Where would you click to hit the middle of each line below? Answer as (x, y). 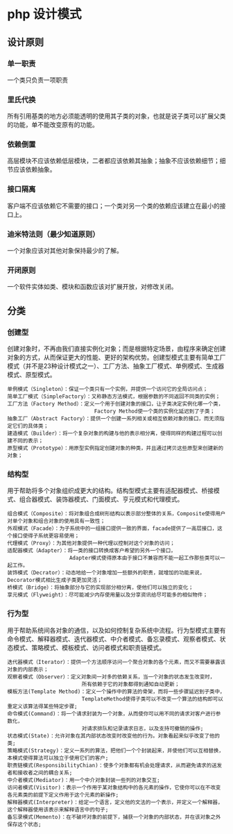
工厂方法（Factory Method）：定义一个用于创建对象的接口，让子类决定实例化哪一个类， (115, 404)
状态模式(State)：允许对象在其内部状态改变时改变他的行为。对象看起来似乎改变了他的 (114, 736)
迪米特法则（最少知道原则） (53, 234)
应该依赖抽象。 (34, 169)
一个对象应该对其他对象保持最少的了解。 (65, 251)
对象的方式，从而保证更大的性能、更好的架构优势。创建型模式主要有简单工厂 (116, 358)
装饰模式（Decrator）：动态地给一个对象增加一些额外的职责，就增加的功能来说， (106, 573)
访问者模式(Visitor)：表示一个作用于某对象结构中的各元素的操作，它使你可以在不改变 (114, 787)
